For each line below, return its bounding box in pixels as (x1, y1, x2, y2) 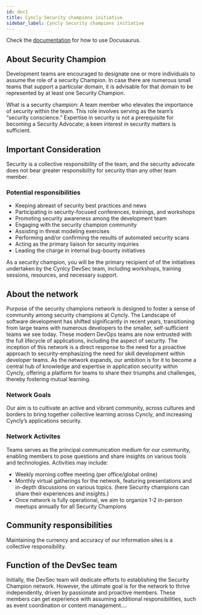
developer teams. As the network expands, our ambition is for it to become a (6, 356, 197, 364)
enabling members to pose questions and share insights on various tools (6, 452, 187, 460)
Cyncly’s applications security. (6, 417, 83, 425)
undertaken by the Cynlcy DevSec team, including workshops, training (6, 265, 181, 272)
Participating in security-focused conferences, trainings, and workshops (14, 208, 195, 216)
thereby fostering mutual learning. (6, 376, 91, 383)
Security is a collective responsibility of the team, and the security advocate (6, 161, 195, 167)
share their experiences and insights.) (14, 490, 109, 497)
